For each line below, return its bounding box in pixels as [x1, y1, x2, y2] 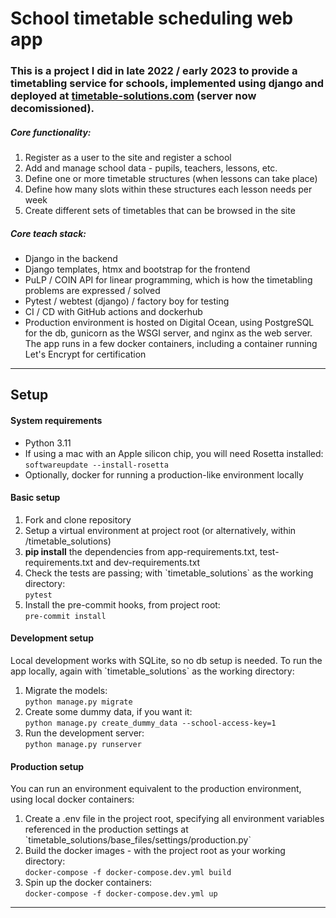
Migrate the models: [24, 685, 108, 697]
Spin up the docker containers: [24, 877, 153, 889]
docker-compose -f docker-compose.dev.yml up [24, 889, 218, 899]
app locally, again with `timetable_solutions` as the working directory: [10, 665, 295, 677]
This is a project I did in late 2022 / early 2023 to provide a [10, 64, 298, 78]
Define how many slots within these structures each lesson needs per [24, 183, 313, 196]
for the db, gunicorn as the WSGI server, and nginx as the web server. [24, 327, 313, 339]
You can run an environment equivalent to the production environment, [10, 783, 302, 795]
